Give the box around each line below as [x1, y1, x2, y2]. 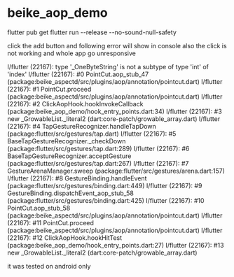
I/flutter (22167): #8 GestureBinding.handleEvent [7, 173, 147, 183]
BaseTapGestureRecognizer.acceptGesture [7, 152, 132, 160]
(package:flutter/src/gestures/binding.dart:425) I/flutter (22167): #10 [7, 196, 205, 204]
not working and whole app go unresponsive [7, 49, 137, 57]
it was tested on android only [7, 262, 91, 270]
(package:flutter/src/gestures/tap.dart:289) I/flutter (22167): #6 [7, 144, 190, 152]
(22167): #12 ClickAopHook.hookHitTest [7, 233, 123, 242]
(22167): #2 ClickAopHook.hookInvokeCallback [7, 99, 144, 108]
